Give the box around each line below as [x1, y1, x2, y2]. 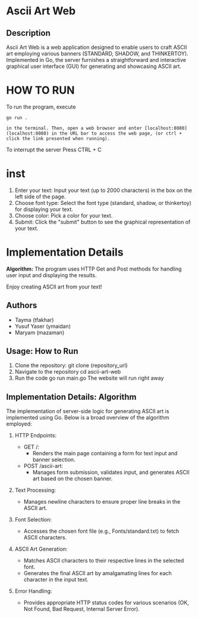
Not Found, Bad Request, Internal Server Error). [23, 605, 140, 613]
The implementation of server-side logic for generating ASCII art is [6, 408, 169, 415]
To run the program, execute [6, 103, 76, 110]
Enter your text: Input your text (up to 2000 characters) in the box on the [14, 187, 192, 194]
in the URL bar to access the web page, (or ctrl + [51, 130, 183, 136]
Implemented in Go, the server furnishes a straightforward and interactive [6, 57, 186, 63]
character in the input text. [23, 576, 89, 583]
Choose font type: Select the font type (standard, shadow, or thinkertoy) [14, 199, 192, 206]
